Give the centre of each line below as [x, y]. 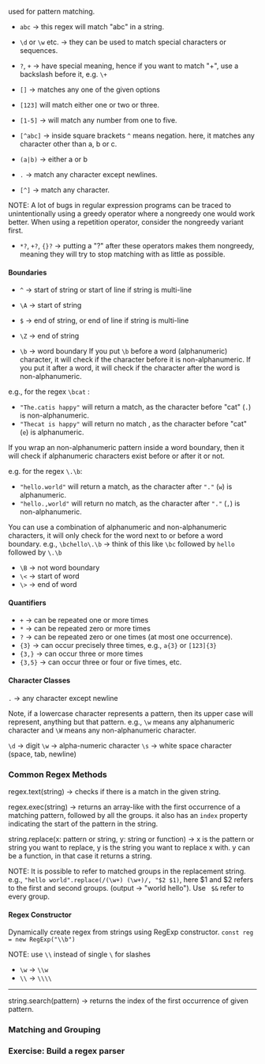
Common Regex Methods [58, 774]
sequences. [39, 50]
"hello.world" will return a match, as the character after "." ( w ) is [126, 487]
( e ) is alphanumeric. [52, 432]
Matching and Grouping [54, 1030]
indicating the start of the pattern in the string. [83, 824]
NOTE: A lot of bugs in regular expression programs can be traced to [120, 205]
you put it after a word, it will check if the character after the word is [130, 368]
